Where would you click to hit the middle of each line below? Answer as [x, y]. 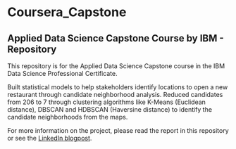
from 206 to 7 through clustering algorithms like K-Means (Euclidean [107, 102]
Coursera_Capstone [67, 12]
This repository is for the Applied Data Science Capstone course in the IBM [116, 66]
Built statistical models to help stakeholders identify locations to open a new [118, 87]
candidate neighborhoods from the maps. [68, 117]
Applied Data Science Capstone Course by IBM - [116, 38]
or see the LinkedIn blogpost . [50, 138]
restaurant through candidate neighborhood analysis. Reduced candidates [115, 95]
